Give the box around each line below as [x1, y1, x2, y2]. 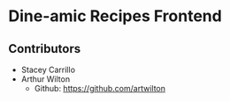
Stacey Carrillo [20, 64, 76, 75]
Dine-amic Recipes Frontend [8, 6, 222, 26]
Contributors [8, 41, 81, 56]
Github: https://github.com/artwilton [34, 84, 165, 93]
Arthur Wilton [20, 74, 71, 84]
